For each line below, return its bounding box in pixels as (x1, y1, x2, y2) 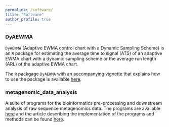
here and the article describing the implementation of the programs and (5, 110, 154, 116)
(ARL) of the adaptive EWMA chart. (5, 61, 78, 67)
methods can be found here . (5, 116, 65, 122)
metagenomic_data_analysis (5, 89, 77, 96)
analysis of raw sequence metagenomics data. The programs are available (5, 105, 161, 111)
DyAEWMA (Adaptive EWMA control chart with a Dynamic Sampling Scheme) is (5, 45, 164, 51)
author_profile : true (5, 17, 51, 22)
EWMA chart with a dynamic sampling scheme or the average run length (5, 55, 156, 61)
